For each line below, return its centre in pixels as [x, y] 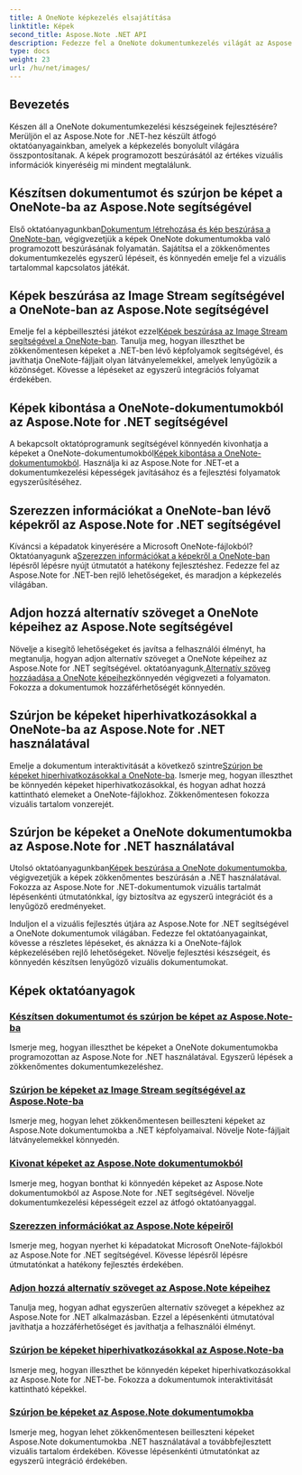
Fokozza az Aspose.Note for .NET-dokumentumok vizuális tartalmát [135, 887]
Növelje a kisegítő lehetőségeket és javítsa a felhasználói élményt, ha [137, 649]
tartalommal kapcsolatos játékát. [70, 267]
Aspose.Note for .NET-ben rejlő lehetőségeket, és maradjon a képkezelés [146, 575]
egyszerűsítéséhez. [46, 482]
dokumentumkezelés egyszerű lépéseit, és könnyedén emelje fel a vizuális [148, 257]
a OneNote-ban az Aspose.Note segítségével [139, 309]
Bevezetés [40, 105]
